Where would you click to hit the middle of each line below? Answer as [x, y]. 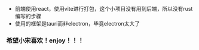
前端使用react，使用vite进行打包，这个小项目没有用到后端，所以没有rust [104, 9]
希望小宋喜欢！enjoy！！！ [45, 40]
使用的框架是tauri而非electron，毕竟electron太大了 [77, 24]
